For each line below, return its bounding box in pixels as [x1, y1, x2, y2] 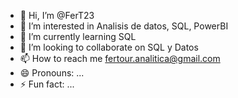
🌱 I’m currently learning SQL [19, 31, 137, 42]
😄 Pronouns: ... [19, 67, 85, 79]
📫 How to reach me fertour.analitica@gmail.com [19, 53, 221, 64]
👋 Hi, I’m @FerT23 [19, 10, 95, 21]
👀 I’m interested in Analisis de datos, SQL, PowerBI [19, 20, 229, 32]
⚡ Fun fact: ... [19, 78, 75, 90]
